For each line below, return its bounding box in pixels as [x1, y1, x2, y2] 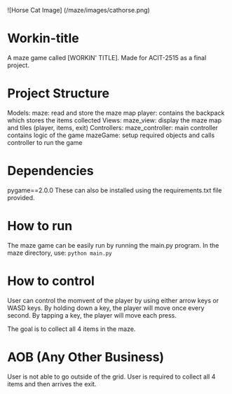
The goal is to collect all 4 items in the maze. [7, 325, 136, 333]
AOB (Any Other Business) [7, 349, 165, 365]
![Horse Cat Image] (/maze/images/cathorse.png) [7, 6, 151, 14]
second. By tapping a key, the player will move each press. [7, 311, 177, 319]
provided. [7, 193, 35, 202]
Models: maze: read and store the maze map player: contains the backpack [7, 108, 225, 117]
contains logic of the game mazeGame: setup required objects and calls [7, 131, 215, 139]
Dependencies [7, 163, 94, 179]
